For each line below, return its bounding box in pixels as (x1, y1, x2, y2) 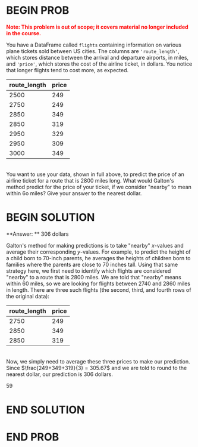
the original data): (6, 292, 49, 300)
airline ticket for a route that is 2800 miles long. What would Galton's (6, 177, 174, 184)
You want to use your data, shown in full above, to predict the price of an (6, 171, 184, 178)
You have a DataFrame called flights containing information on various (6, 41, 181, 48)
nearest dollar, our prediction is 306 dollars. (6, 371, 113, 378)
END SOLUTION (6, 403, 85, 417)
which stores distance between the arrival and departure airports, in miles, (6, 54, 189, 61)
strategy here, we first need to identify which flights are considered (6, 267, 171, 275)
